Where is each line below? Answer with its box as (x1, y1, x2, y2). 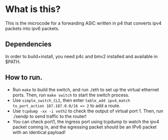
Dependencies (5, 40, 52, 49)
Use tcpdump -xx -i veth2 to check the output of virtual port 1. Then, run (12, 108, 163, 114)
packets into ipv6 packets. (5, 25, 60, 31)
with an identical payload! (12, 129, 66, 135)
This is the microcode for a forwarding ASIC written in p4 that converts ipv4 (5, 20, 162, 26)
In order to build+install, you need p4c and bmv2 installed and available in (5, 53, 158, 59)
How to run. (5, 73, 43, 82)
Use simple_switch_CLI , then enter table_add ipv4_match (12, 97, 130, 103)
